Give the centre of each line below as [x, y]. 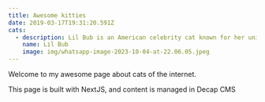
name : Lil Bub [45, 45]
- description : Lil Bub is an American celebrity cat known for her [130, 37]
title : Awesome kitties [47, 15]
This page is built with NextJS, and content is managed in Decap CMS [122, 89]
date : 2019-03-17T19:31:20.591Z [61, 23]
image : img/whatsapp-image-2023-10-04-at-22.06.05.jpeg [116, 52]
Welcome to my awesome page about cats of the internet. [103, 74]
